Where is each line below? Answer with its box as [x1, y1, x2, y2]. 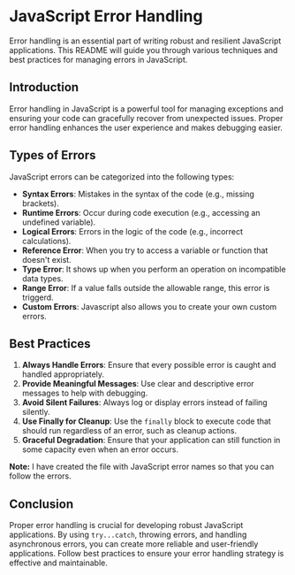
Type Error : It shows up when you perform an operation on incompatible [21, 264, 286, 274]
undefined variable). [21, 217, 96, 227]
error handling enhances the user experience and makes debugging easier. [9, 122, 283, 133]
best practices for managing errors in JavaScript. [9, 54, 188, 65]
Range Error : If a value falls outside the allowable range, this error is [21, 282, 270, 293]
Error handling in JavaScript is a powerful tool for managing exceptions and [9, 103, 284, 114]
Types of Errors [9, 148, 96, 163]
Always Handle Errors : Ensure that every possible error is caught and [21, 360, 276, 371]
